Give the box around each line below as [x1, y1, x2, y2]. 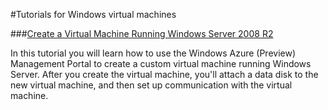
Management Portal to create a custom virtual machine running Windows [10, 58, 312, 69]
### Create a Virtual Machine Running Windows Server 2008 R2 [10, 28, 274, 39]
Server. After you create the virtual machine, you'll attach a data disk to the [10, 69, 319, 80]
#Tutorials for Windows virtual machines [10, 9, 177, 20]
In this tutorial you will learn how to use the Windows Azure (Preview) [10, 47, 297, 59]
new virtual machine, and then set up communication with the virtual [10, 79, 293, 91]
